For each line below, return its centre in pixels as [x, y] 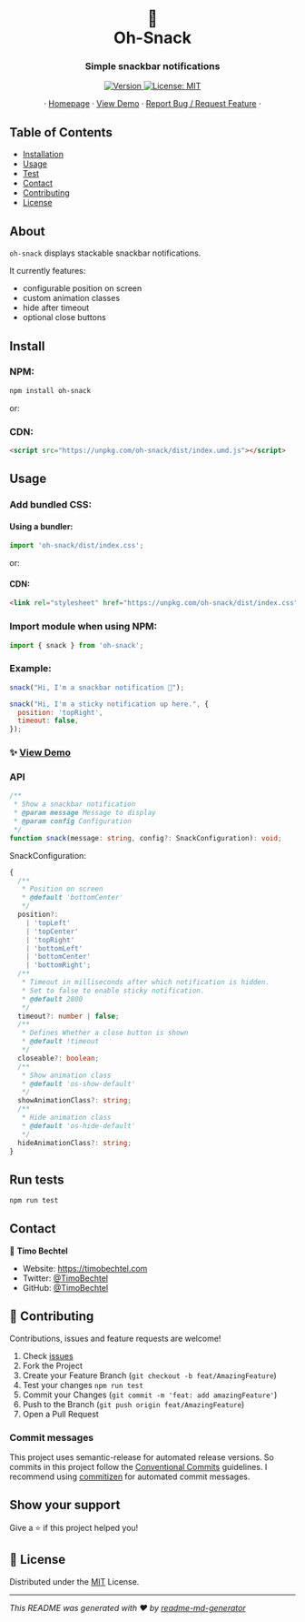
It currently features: [48, 271]
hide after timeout [56, 307]
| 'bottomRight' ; [59, 965]
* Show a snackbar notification [74, 804]
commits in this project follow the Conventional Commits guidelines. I [138, 1466]
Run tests [37, 1179]
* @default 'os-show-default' [79, 1083]
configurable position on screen [82, 288]
